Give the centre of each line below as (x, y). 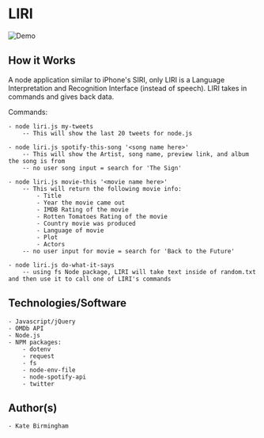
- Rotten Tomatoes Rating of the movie (102, 216)
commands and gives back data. (61, 97)
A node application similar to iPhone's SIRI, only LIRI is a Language (117, 79)
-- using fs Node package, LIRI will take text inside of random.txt (140, 272)
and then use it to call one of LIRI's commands (90, 279)
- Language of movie (70, 230)
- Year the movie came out (81, 203)
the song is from (37, 161)
